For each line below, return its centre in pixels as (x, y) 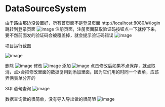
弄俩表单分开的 (20, 78)
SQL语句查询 (18, 88)
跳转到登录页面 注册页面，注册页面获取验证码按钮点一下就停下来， (82, 29)
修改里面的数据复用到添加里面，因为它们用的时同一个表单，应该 (94, 71)
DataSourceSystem (46, 9)
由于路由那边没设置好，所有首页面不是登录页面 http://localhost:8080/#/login (83, 23)
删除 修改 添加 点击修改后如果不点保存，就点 (78, 66)
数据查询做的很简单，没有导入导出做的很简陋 (51, 99)
